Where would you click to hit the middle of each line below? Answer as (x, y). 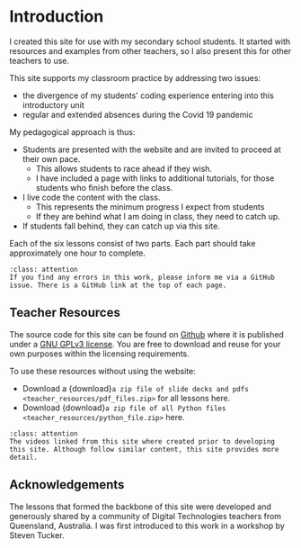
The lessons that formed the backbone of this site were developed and (140, 507)
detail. (24, 457)
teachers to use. (40, 60)
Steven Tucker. (37, 535)
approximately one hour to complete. (78, 253)
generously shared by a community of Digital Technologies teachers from (145, 516)
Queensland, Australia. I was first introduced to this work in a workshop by (147, 526)
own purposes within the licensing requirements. (100, 354)
